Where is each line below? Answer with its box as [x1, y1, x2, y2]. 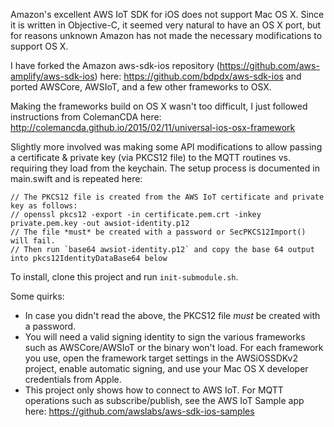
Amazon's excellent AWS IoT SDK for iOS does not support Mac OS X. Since [10, 9, 325, 20]
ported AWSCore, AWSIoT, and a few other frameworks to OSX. [10, 81, 272, 93]
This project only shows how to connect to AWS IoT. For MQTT [24, 384, 284, 396]
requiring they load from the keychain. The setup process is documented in [10, 162, 320, 174]
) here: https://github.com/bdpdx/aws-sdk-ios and [94, 70, 302, 82]
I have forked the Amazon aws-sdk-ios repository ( [10, 60, 220, 71]
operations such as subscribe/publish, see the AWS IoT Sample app [24, 395, 305, 406]
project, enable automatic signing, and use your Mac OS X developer [24, 363, 309, 374]
